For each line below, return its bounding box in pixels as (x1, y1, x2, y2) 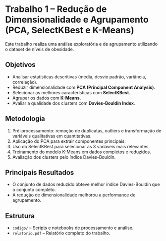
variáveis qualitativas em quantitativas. (12, 133, 92, 139)
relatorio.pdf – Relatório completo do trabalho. (12, 230, 111, 236)
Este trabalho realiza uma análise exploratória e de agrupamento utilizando (5, 41, 158, 47)
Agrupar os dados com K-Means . (12, 95, 81, 101)
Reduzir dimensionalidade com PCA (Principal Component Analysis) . (12, 84, 155, 90)
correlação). (12, 79, 38, 85)
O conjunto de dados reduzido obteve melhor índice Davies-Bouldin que (12, 181, 160, 187)
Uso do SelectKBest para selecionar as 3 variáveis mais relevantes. (12, 143, 150, 149)
